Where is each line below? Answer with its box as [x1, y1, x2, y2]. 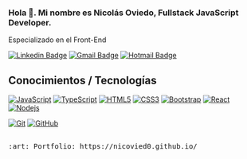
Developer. [8, 17, 52, 28]
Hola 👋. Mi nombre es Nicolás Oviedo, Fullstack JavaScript [8, 7, 239, 18]
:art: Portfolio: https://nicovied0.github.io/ [8, 142, 198, 150]
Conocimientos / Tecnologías [8, 73, 157, 87]
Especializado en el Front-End [8, 35, 107, 45]
